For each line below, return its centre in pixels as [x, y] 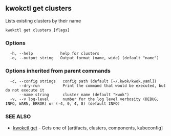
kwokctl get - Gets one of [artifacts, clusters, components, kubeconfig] [88, 128]
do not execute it [25, 90]
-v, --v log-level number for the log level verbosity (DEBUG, [84, 99]
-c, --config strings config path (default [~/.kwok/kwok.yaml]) [83, 81]
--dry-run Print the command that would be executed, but [92, 86]
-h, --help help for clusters [55, 54]
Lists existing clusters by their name [43, 20]
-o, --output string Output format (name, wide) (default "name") [84, 58]
